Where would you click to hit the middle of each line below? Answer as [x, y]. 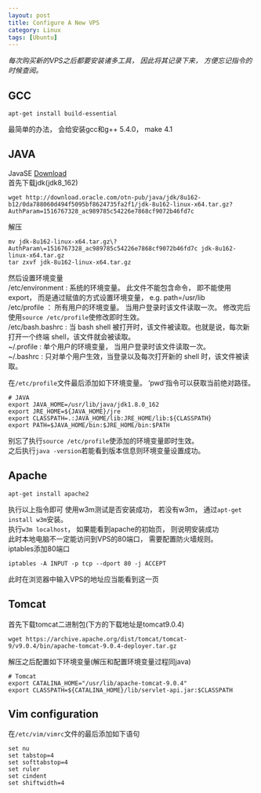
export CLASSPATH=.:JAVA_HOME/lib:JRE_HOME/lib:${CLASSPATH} [110, 418]
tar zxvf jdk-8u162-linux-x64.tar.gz [70, 262]
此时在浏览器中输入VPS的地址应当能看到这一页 [83, 579]
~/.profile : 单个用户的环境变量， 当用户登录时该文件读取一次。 [109, 346]
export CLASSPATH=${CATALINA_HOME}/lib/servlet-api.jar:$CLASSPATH [121, 690]
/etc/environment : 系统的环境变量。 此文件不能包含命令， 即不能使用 [120, 287]
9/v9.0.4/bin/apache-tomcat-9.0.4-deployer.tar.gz [92, 646]
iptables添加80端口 [39, 548]
